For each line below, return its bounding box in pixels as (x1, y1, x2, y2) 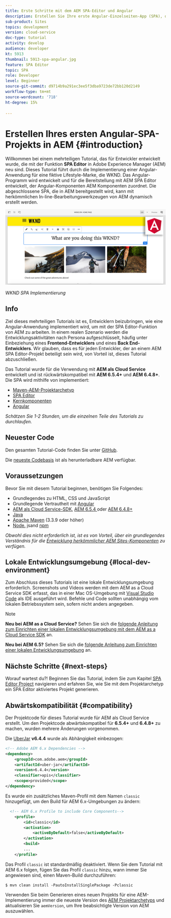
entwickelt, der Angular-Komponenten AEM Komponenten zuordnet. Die (5, 183, 157, 189)
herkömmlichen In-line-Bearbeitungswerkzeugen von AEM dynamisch (5, 194, 153, 200)
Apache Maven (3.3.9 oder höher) (12, 517, 84, 523)
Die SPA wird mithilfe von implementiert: (5, 377, 90, 383)
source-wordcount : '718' (5, 95, 58, 100)
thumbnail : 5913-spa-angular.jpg (5, 57, 76, 62)
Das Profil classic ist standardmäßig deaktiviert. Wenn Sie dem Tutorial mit (5, 861, 163, 867)
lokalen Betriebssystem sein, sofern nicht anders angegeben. (5, 601, 134, 607)
